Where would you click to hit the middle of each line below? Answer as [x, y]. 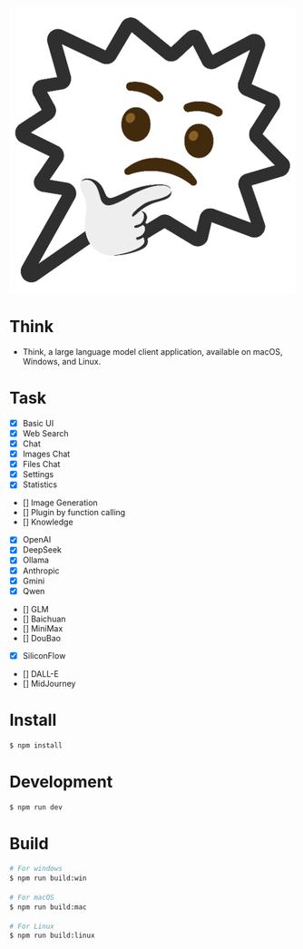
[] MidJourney [49, 683]
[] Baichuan [44, 619]
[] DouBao [42, 638]
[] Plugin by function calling [74, 513]
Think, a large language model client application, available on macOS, [152, 351]
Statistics [39, 484]
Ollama [36, 560]
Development [61, 782]
